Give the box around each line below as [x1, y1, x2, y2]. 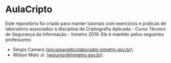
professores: [5, 37, 32, 43]
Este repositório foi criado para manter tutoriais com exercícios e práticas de [5, 20, 166, 26]
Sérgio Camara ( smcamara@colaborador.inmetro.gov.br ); [12, 46, 134, 52]
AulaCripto [5, 4, 53, 15]
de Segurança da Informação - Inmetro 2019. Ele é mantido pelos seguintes [5, 31, 164, 37]
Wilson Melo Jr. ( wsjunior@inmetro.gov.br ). [12, 52, 104, 58]
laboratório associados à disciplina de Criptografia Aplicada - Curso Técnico [5, 25, 166, 31]
